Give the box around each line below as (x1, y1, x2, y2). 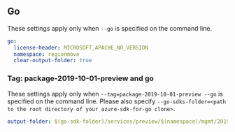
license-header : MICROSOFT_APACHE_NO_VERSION (13, 44, 149, 51)
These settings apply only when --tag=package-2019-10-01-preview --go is (7, 89, 224, 98)
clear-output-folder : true (13, 57, 92, 64)
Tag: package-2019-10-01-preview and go (7, 73, 154, 83)
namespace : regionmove (13, 50, 80, 58)
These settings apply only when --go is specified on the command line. (7, 24, 212, 32)
